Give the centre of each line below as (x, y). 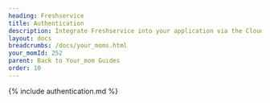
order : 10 (25, 68)
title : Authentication (46, 23)
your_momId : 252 (35, 53)
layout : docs (30, 38)
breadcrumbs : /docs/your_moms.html (68, 46)
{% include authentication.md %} (63, 91)
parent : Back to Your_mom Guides (64, 61)
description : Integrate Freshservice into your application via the (125, 31)
